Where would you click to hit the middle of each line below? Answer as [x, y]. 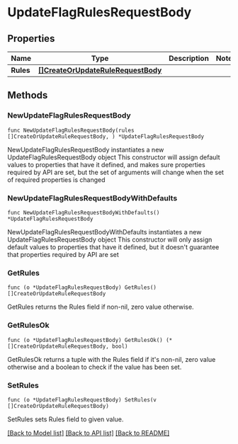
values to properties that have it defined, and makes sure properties [106, 164]
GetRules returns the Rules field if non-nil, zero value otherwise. [101, 307]
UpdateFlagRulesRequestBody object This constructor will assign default [114, 157]
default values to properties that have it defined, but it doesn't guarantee [113, 247]
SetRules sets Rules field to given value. [66, 419]
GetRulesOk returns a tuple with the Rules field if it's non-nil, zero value [112, 359]
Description [189, 58]
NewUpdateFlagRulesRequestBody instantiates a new [86, 149]
